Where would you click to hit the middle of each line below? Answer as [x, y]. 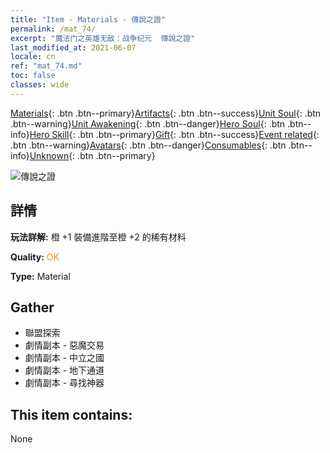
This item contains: [71, 414]
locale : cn [33, 57]
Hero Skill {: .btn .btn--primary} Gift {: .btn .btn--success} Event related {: [174, 134]
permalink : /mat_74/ [53, 29]
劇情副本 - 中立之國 [64, 358]
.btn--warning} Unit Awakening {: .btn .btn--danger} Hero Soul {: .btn [148, 123]
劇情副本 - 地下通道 [64, 370]
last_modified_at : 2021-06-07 [73, 47]
